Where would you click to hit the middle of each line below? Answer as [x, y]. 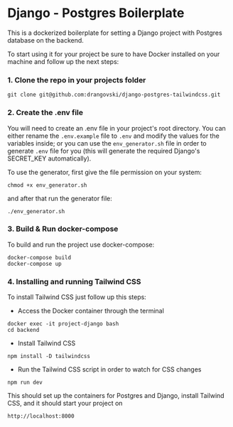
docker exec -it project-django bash [63, 324]
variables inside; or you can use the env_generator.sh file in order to [107, 143]
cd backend [23, 330]
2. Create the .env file [45, 113]
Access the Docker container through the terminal [91, 311]
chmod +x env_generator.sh [47, 185]
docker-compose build [39, 257]
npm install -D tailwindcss [49, 357]
